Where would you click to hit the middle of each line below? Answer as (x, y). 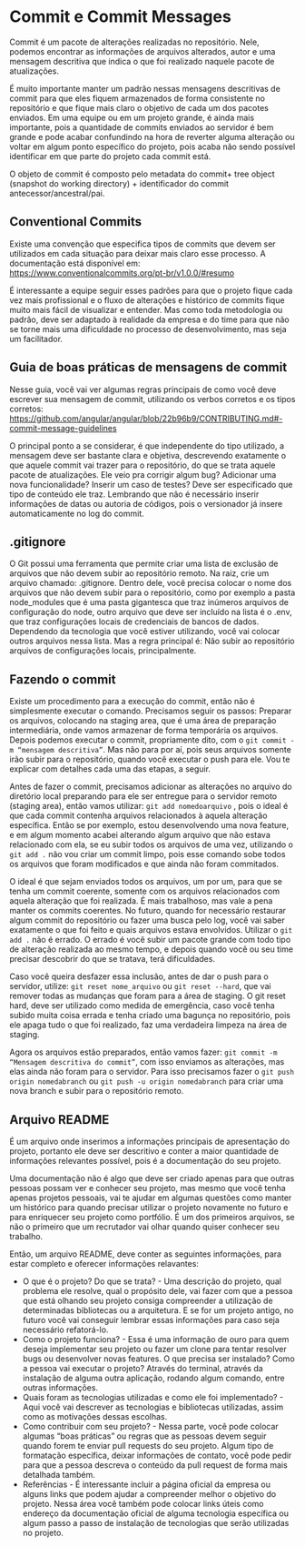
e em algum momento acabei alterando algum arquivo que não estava (140, 835)
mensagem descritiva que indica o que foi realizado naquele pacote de (142, 61)
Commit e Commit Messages (120, 17)
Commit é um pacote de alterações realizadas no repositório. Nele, (135, 42)
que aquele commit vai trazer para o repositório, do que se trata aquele (143, 465)
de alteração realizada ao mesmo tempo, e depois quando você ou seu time (151, 949)
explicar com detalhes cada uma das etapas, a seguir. (110, 769)
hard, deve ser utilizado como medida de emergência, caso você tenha (142, 1006)
